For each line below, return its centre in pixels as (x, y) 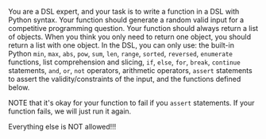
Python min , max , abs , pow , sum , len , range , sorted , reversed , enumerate (120, 54)
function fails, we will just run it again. (70, 111)
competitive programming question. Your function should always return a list (133, 28)
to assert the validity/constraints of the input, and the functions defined (125, 79)
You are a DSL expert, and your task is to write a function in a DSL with (124, 12)
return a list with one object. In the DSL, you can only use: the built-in (121, 45)
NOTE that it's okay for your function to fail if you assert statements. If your (132, 103)
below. (19, 87)
